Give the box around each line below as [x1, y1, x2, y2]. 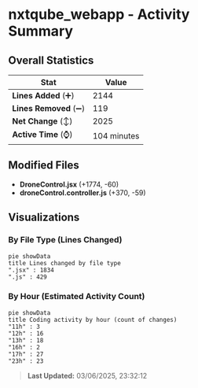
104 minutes [92, 130, 140, 141]
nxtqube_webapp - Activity [8, 6, 190, 24]
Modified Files [8, 159, 80, 172]
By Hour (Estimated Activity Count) [8, 291, 145, 302]
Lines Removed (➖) [12, 103, 85, 113]
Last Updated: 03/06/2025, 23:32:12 [27, 371, 148, 380]
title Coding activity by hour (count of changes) [8, 316, 178, 323]
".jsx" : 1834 [8, 266, 55, 274]
